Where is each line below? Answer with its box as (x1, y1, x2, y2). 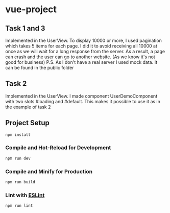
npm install (5, 132, 31, 137)
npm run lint (5, 203, 33, 208)
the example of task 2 (5, 104, 51, 110)
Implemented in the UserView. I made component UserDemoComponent (5, 93, 157, 99)
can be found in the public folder (5, 65, 74, 70)
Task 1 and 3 (5, 24, 45, 33)
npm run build (5, 179, 36, 184)
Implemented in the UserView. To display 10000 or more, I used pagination (5, 37, 162, 43)
